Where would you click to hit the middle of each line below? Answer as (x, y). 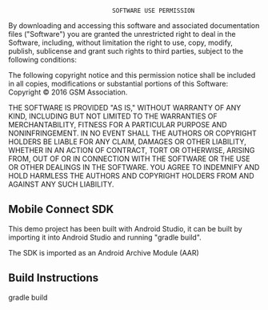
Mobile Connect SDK (61, 209)
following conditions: (43, 60)
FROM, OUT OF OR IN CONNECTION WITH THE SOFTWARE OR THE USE (129, 159)
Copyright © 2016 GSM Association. (68, 92)
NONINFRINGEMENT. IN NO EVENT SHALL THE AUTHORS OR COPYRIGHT (133, 133)
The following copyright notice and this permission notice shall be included (132, 75)
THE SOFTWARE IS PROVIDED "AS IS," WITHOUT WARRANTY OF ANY (125, 108)
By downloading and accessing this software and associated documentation (134, 26)
